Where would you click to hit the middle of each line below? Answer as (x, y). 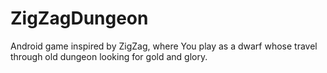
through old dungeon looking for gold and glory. (109, 56)
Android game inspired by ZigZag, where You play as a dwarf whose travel (164, 46)
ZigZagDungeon (79, 18)
